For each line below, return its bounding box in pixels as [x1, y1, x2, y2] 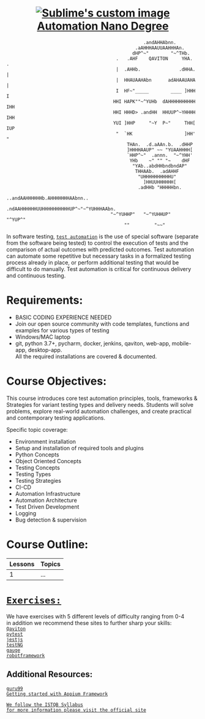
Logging [15, 509, 37, 517]
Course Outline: [6, 537, 89, 552]
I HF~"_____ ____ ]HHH [116, 88, 196, 94]
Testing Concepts [15, 464, 60, 471]
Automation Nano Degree [37, 19, 169, 33]
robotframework [6, 652, 45, 659]
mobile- [171, 339, 192, 347]
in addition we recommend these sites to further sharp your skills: [6, 619, 172, 626]
